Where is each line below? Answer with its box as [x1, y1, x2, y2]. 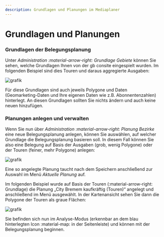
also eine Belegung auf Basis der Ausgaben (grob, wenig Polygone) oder [5, 142, 153, 148]
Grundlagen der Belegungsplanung [5, 46, 91, 53]
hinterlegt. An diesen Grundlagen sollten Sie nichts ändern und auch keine [5, 97, 156, 104]
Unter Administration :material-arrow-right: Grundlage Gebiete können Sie [5, 57, 157, 63]
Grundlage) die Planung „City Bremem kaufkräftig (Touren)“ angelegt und [5, 186, 154, 193]
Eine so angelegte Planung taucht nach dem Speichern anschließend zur [5, 166, 153, 172]
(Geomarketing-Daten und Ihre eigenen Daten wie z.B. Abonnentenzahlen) [5, 92, 157, 98]
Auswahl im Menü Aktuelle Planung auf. [5, 171, 86, 178]
